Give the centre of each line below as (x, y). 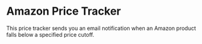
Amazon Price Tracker (64, 11)
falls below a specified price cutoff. (50, 34)
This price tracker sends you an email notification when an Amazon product (101, 28)
